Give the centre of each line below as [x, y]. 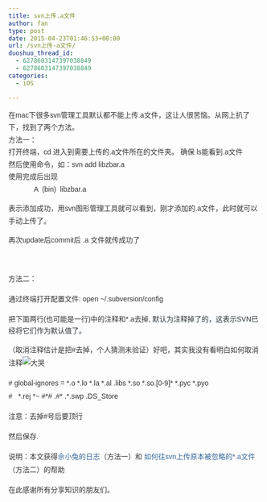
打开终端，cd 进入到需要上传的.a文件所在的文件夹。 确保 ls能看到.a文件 [125, 152]
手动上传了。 [29, 221]
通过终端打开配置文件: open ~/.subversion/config [86, 299]
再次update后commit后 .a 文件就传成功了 [74, 240]
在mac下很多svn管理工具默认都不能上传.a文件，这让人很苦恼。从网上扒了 [129, 115]
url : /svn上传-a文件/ [42, 46]
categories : [28, 76]
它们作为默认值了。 [54, 330]
